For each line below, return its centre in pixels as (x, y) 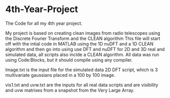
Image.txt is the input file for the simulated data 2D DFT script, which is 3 (82, 70)
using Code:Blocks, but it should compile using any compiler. (69, 60)
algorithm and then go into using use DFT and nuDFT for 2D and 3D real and (85, 49)
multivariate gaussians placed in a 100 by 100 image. (60, 75)
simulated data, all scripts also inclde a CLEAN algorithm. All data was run (82, 55)
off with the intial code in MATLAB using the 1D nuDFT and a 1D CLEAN (79, 43)
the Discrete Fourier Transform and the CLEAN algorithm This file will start (83, 38)
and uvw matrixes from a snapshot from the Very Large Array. (70, 90)
